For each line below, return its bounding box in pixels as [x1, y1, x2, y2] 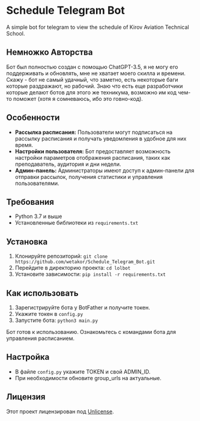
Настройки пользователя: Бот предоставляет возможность [14, 148, 171, 155]
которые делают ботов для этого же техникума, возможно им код [6, 88, 177, 96]
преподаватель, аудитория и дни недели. [14, 160, 121, 168]
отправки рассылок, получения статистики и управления [14, 173, 163, 180]
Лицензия [6, 392, 46, 402]
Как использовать [6, 288, 79, 298]
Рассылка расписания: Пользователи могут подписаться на [14, 129, 173, 136]
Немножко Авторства [6, 47, 93, 58]
